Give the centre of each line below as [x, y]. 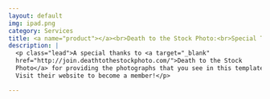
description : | [34, 46]
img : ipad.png [32, 23]
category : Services [41, 31]
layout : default [35, 16]
